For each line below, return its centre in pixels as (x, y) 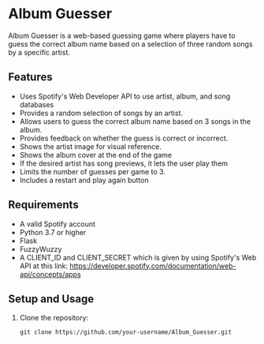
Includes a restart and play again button (84, 180)
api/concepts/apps (50, 274)
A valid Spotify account (58, 224)
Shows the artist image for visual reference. (90, 146)
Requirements (43, 205)
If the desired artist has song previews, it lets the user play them (124, 163)
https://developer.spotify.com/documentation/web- (153, 266)
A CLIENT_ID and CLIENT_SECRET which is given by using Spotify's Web (138, 257)
